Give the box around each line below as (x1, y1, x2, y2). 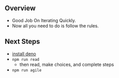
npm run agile (12, 67, 42, 72)
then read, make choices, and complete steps (19, 61, 114, 67)
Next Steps (5, 37, 40, 46)
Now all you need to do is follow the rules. (12, 23, 99, 29)
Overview (5, 4, 36, 13)
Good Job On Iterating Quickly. (12, 17, 76, 23)
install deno (12, 50, 36, 57)
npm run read (12, 57, 40, 62)
